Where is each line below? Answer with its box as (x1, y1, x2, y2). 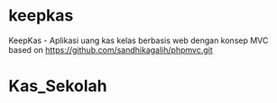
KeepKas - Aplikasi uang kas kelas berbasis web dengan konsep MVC (8, 35, 269, 46)
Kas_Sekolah (8, 76, 107, 97)
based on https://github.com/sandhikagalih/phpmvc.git (8, 44, 213, 55)
